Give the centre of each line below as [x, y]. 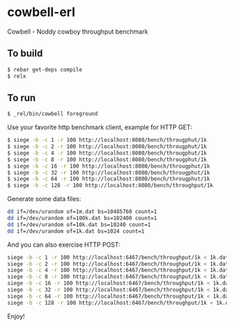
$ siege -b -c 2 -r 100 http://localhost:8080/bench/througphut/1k [107, 147]
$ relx [17, 76]
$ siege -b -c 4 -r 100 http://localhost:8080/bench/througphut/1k [107, 153]
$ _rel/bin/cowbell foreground [53, 114]
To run [22, 97]
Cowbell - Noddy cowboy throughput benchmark [78, 31]
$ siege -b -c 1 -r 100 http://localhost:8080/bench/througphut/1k [107, 140]
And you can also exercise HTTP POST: [64, 245]
